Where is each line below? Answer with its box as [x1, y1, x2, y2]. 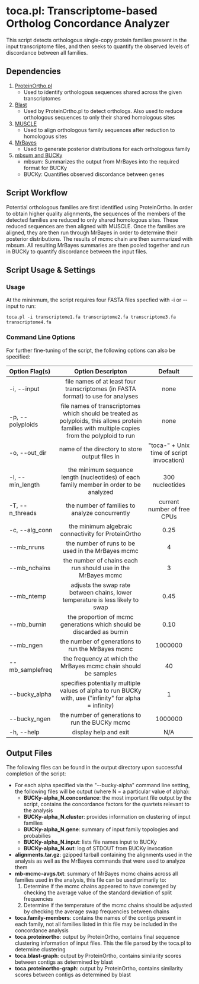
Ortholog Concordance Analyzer [6, 17, 170, 30]
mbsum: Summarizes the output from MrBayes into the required [23, 158, 179, 165]
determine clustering [14, 946, 66, 953]
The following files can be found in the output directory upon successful [6, 764, 182, 771]
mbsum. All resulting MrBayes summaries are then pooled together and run [6, 241, 190, 249]
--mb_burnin [9, 620, 47, 628]
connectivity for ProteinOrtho [60, 529, 142, 537]
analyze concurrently [70, 508, 130, 517]
